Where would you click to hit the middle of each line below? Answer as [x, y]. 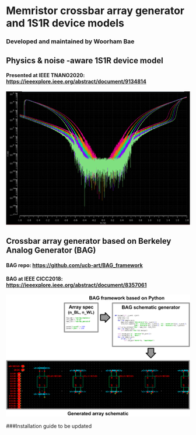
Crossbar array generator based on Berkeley [89, 241]
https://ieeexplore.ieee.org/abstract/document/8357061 [76, 285]
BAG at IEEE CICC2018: [34, 278]
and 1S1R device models [65, 23]
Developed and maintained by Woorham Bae [70, 42]
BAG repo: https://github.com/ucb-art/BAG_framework [74, 265]
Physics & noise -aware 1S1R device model [85, 61]
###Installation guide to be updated [49, 426]
